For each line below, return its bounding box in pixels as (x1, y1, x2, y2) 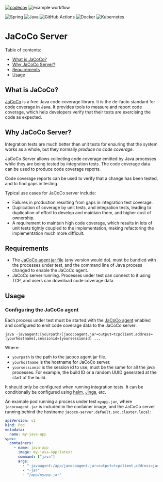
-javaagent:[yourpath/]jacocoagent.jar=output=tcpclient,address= (16, 332, 153, 337)
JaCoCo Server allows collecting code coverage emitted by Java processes (5, 156, 157, 161)
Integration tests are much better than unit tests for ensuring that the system (5, 141, 158, 147)
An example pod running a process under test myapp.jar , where (5, 399, 132, 404)
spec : (5, 436, 16, 441)
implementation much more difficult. (12, 230, 85, 236)
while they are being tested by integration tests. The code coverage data (5, 161, 150, 167)
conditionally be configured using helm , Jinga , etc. (5, 389, 106, 395)
